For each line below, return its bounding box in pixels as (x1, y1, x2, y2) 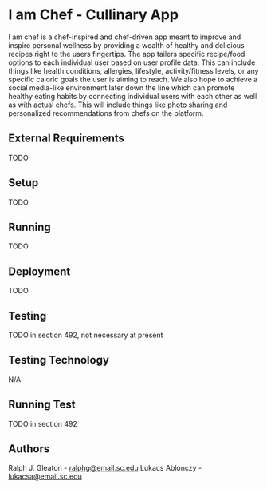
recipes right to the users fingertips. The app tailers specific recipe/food (8, 49, 245, 58)
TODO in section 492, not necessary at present (8, 330, 163, 340)
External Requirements (8, 132, 125, 145)
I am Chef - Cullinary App (8, 6, 179, 24)
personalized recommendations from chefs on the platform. (8, 108, 204, 117)
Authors (8, 442, 50, 456)
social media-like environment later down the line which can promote (8, 82, 235, 93)
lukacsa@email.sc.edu (8, 471, 82, 481)
